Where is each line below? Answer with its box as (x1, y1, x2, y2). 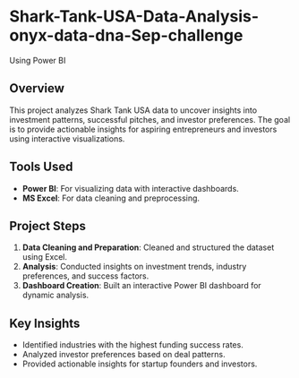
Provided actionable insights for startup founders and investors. (21, 358, 258, 369)
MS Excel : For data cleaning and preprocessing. (21, 193, 200, 203)
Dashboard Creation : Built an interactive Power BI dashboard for (21, 280, 261, 291)
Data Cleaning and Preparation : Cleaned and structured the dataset (21, 242, 275, 253)
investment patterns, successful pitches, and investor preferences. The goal (9, 114, 291, 125)
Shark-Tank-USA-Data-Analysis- (9, 6, 260, 27)
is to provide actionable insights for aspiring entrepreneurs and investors (9, 124, 278, 134)
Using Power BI (9, 55, 66, 65)
